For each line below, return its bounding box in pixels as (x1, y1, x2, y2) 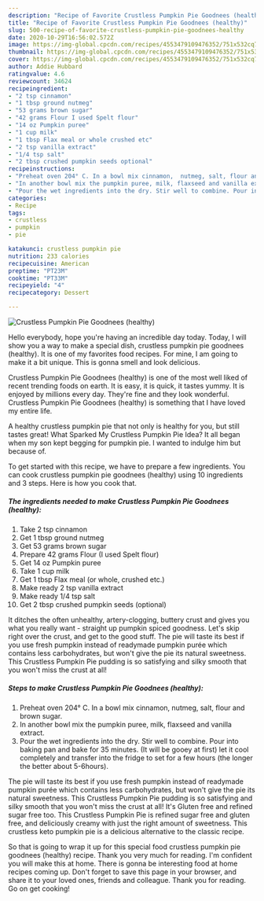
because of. (8, 447, 47, 456)
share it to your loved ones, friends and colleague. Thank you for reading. (8, 875, 246, 884)
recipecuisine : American (8, 259, 90, 267)
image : (8, 41, 30, 49)
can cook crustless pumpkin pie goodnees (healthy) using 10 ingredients (8, 470, 244, 480)
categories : (8, 194, 47, 202)
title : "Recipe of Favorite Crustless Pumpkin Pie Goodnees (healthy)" (8, 19, 247, 27)
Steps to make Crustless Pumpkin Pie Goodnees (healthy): (8, 683, 204, 693)
